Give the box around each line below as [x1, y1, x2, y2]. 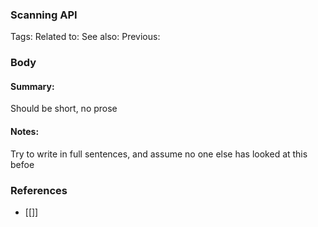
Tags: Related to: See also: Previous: [10, 31, 161, 43]
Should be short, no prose [10, 103, 118, 115]
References [10, 183, 68, 197]
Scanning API [10, 8, 78, 22]
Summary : [10, 80, 55, 92]
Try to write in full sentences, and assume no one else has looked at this [10, 148, 308, 160]
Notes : [10, 126, 40, 138]
